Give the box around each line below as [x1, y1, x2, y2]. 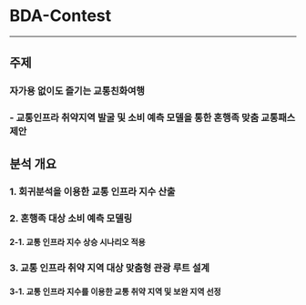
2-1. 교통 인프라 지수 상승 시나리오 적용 [9, 237, 146, 247]
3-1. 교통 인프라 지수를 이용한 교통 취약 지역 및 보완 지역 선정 [9, 286, 221, 297]
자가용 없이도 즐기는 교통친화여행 [9, 85, 146, 97]
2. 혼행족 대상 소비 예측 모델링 [9, 212, 133, 225]
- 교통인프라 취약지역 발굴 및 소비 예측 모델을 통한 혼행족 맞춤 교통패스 [9, 111, 296, 124]
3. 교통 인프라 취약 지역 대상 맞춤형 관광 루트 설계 [9, 261, 210, 274]
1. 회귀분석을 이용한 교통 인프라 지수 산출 [9, 186, 176, 198]
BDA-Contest [9, 5, 112, 26]
